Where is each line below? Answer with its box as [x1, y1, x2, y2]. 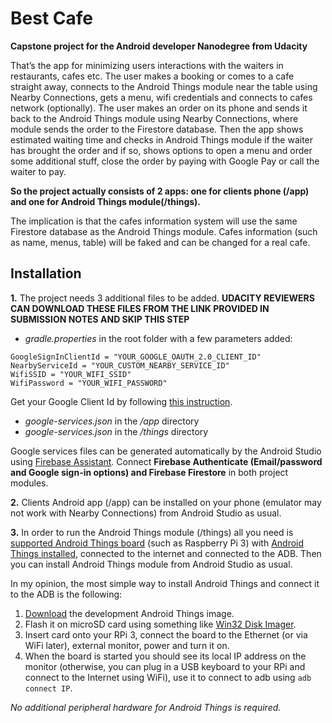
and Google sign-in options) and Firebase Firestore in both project [10, 466, 289, 478]
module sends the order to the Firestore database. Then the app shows [10, 123, 304, 135]
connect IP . [24, 682, 73, 694]
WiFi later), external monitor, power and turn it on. [24, 639, 230, 651]
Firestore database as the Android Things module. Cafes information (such [10, 225, 318, 237]
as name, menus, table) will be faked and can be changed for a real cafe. [10, 236, 311, 248]
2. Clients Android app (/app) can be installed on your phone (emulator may [10, 496, 322, 508]
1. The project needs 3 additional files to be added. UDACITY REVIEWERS [10, 292, 315, 304]
